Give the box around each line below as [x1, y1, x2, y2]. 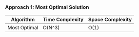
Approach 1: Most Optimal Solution [5, 4, 89, 11]
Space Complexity [88, 16, 132, 23]
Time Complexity [43, 16, 84, 23]
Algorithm [11, 16, 35, 23]
